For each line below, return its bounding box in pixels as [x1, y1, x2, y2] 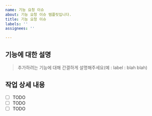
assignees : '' [5, 26, 35, 31]
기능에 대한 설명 [5, 50, 51, 59]
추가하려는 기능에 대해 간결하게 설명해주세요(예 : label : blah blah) [17, 64, 147, 70]
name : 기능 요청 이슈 [5, 7, 44, 13]
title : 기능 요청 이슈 [5, 17, 47, 22]
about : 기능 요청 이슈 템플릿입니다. [5, 12, 72, 17]
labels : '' [5, 21, 28, 27]
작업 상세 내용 [5, 81, 45, 89]
